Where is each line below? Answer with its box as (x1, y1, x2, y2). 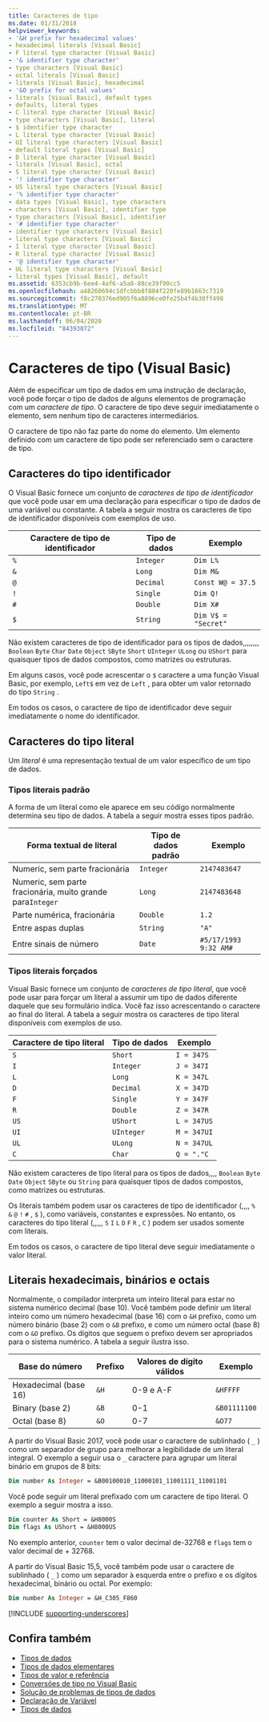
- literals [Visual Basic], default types (8, 94, 152, 102)
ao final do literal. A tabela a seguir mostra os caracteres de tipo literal (8, 1009, 239, 1019)
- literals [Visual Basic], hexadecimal (8, 78, 146, 87)
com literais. (8, 1226, 49, 1236)
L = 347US (175, 1116, 214, 1125)
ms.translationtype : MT (8, 302, 88, 310)
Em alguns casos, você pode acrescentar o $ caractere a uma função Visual (8, 670, 259, 680)
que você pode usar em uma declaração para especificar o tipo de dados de (8, 497, 261, 506)
